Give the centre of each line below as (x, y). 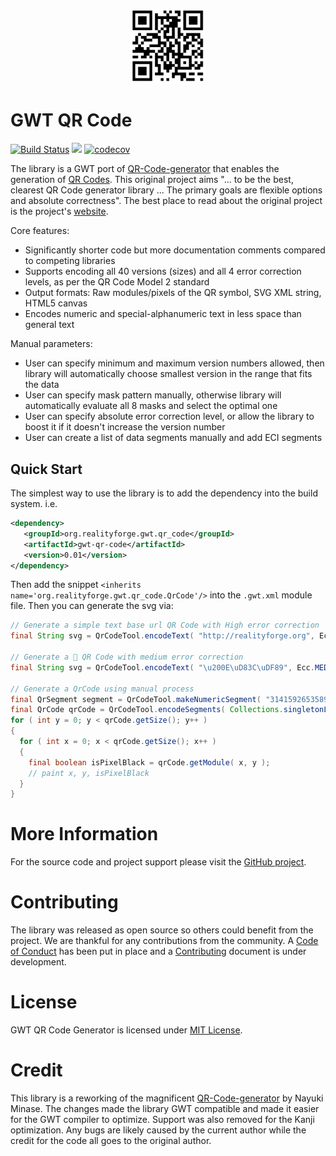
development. (38, 962)
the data (42, 385)
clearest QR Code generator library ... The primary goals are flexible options (166, 190)
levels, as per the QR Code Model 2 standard (117, 282)
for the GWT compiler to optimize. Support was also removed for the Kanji (162, 1120)
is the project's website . (59, 211)
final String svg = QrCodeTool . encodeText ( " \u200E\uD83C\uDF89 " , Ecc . (162, 667)
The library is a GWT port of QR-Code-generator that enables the (145, 169)
